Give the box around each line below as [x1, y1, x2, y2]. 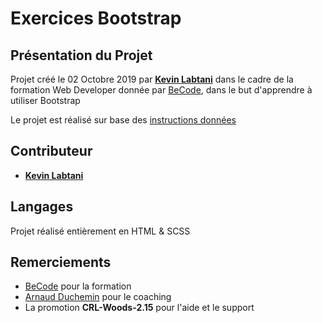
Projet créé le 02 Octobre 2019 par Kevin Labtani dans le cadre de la [10, 73, 294, 85]
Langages [10, 198, 74, 216]
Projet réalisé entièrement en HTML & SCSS [10, 225, 191, 237]
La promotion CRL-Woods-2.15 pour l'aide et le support [24, 302, 255, 314]
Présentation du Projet [10, 47, 153, 64]
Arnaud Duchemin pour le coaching [24, 291, 172, 303]
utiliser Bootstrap [10, 95, 81, 106]
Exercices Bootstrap [10, 7, 182, 30]
